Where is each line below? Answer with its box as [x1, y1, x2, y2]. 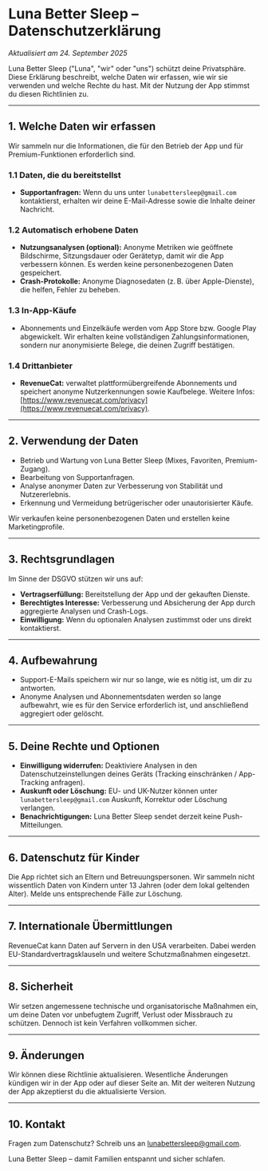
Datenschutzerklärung [8, 22, 161, 40]
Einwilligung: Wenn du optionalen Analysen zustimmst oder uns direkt [19, 614, 252, 624]
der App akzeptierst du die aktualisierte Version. [8, 1087, 167, 1097]
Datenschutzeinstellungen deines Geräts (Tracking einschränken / [19, 769, 238, 779]
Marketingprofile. [8, 522, 65, 531]
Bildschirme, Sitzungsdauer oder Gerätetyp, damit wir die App [19, 251, 225, 260]
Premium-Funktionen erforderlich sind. [8, 149, 136, 159]
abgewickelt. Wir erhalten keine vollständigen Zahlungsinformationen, [19, 331, 250, 341]
